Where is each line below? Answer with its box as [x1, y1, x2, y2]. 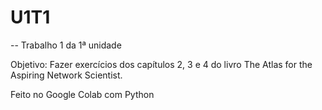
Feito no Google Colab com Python [10, 88, 155, 100]
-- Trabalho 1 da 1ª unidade [10, 39, 122, 51]
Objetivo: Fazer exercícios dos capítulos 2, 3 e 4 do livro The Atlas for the [10, 58, 313, 70]
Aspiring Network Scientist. [10, 69, 123, 81]
